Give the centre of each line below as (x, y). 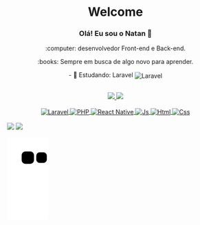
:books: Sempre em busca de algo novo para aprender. (115, 62)
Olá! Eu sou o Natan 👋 (115, 34)
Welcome (115, 12)
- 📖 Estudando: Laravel (101, 75)
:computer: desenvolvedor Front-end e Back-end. (115, 48)
